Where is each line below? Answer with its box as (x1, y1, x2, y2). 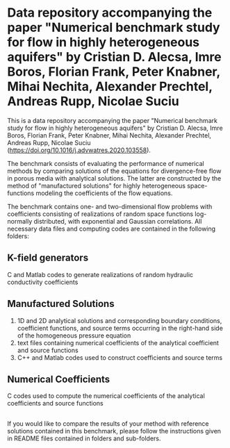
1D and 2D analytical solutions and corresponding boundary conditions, (17, 316, 222, 324)
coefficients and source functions (7, 399, 104, 408)
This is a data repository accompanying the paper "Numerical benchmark (7, 116, 217, 124)
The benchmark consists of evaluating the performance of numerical (7, 159, 204, 167)
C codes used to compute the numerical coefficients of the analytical (7, 392, 205, 400)
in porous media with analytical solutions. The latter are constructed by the (7, 174, 222, 182)
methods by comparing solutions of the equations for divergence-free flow (7, 167, 222, 175)
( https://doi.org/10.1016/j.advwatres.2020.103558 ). (7, 146, 151, 154)
